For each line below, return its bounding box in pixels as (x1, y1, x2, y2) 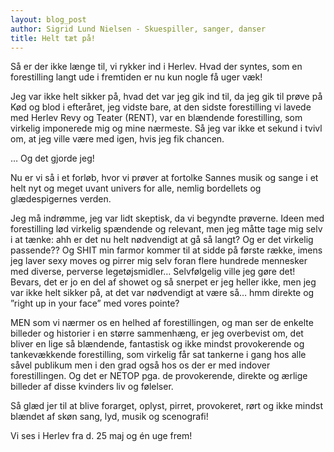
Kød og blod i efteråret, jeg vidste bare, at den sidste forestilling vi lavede (10, 101, 312, 113)
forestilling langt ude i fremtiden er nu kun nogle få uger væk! (10, 71, 263, 83)
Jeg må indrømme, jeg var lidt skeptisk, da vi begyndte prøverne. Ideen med (10, 212, 325, 225)
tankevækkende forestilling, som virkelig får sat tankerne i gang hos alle (10, 349, 307, 361)
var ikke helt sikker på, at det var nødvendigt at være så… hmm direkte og (10, 287, 315, 299)
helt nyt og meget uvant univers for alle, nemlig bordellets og (10, 182, 262, 195)
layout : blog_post (10, 14, 87, 25)
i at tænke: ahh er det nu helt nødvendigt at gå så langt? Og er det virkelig (10, 234, 314, 246)
